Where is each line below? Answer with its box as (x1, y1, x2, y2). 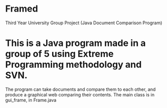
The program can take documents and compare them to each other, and (5, 86, 156, 92)
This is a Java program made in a (5, 37, 146, 49)
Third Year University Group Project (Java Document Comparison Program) (5, 20, 162, 26)
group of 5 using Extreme (5, 48, 114, 60)
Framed (5, 3, 38, 15)
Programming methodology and (5, 59, 142, 71)
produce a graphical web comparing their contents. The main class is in (5, 91, 155, 97)
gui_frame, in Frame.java (5, 97, 57, 103)
